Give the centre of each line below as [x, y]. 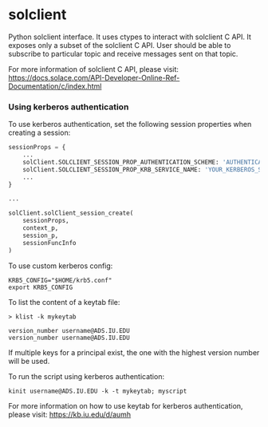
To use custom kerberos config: [61, 266]
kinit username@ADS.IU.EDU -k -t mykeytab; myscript [98, 391]
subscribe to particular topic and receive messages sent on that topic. [123, 53]
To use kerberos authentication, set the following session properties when [130, 125]
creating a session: [39, 132]
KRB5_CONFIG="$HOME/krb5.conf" [60, 280]
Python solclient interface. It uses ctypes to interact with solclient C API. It [130, 37]
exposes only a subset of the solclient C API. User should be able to [120, 45]
